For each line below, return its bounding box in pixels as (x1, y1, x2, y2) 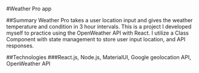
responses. (6, 42, 34, 49)
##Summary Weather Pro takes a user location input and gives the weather (6, 17, 193, 23)
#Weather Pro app (6, 5, 52, 12)
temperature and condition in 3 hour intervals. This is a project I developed (6, 23, 192, 30)
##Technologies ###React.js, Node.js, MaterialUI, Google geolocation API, (6, 54, 191, 60)
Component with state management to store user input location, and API (6, 36, 186, 42)
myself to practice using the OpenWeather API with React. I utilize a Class (6, 29, 189, 36)
